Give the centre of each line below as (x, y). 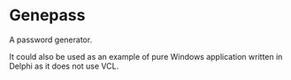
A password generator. (51, 40)
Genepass (47, 15)
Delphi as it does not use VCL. (64, 66)
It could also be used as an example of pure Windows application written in (146, 56)
